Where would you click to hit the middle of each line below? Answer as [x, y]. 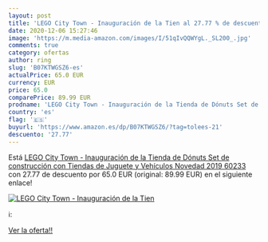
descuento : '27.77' [41, 134]
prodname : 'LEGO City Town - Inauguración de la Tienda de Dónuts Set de [134, 105]
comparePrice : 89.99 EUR [49, 97]
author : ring [30, 61]
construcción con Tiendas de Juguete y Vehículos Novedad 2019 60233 [127, 165]
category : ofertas [39, 53]
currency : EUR [32, 82]
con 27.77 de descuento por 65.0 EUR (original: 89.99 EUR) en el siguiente [130, 174]
